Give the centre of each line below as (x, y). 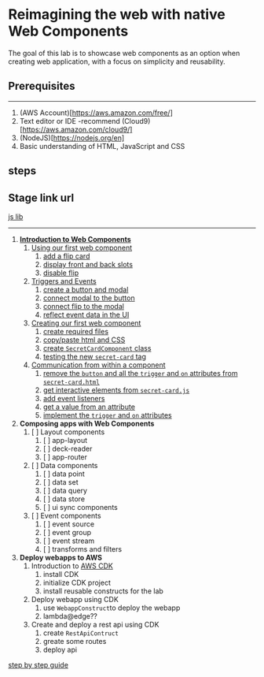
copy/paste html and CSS (84, 340)
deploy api (60, 649)
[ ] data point (64, 474)
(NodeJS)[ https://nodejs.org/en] (72, 138)
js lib (16, 216)
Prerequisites (42, 86)
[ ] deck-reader (68, 448)
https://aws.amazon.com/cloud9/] (77, 129)
